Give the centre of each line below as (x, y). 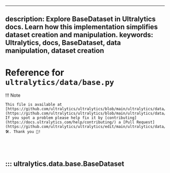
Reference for (35, 73)
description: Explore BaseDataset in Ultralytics (80, 19)
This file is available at (34, 105)
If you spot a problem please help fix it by (54, 118)
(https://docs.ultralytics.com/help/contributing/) (61, 122)
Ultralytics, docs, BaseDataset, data (63, 43)
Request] (146, 122)
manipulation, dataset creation (55, 51)
